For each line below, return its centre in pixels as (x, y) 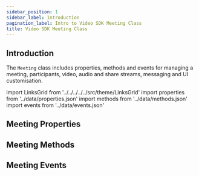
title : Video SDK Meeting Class (47, 29)
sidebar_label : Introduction (43, 18)
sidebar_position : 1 (32, 12)
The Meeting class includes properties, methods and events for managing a (100, 68)
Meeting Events (37, 165)
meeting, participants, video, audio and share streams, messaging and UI (97, 74)
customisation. (25, 81)
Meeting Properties (44, 124)
